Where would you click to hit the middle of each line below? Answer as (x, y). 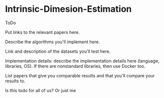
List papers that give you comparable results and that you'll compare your (80, 75)
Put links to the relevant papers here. (43, 32)
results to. (15, 81)
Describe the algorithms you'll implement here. (52, 42)
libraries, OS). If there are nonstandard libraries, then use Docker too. (75, 66)
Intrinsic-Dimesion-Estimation (68, 9)
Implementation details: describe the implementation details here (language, (82, 61)
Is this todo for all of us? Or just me (41, 90)
